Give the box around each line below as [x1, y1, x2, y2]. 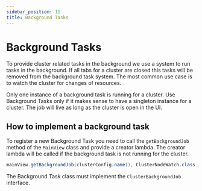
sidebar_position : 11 [6, 8, 61, 15]
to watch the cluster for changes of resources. [6, 80, 122, 87]
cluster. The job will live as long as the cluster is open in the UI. [6, 104, 163, 111]
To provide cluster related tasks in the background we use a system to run [6, 60, 191, 67]
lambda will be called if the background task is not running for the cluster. [6, 150, 189, 157]
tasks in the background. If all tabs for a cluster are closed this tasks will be [6, 67, 194, 74]
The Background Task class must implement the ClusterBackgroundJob [6, 173, 181, 180]
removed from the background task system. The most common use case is [6, 73, 193, 80]
